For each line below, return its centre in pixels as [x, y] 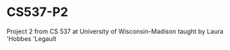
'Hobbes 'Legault [32, 38]
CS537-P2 [37, 12]
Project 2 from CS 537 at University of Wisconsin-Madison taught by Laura [115, 31]
